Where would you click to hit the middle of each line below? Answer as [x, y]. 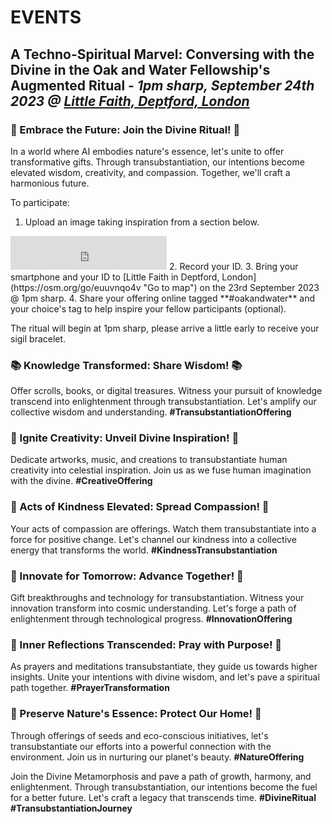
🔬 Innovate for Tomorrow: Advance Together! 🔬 [127, 576]
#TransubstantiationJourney [71, 808]
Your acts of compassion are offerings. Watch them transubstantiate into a [163, 528]
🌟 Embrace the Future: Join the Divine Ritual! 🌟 [125, 129]
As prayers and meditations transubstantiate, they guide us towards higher [164, 667]
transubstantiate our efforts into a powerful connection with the [141, 746]
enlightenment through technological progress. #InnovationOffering [151, 619]
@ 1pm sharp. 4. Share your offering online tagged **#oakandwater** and [163, 298]
